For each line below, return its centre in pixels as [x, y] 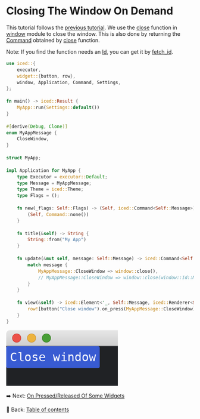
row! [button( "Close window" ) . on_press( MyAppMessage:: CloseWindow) [112, 309]
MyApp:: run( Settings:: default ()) [58, 108]
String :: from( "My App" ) [57, 240]
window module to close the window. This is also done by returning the [93, 33]
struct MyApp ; [24, 158]
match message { [48, 265]
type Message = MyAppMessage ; [54, 183]
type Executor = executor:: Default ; [62, 177]
